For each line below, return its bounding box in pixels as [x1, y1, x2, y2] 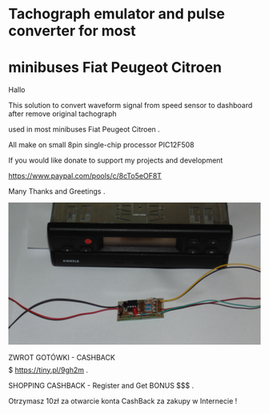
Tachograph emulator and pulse [8, 5, 226, 23]
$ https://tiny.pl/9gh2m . [8, 365, 89, 375]
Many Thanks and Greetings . [8, 187, 106, 196]
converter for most [8, 22, 136, 40]
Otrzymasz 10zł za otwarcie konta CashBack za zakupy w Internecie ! [8, 396, 238, 405]
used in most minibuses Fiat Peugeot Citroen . [8, 125, 160, 135]
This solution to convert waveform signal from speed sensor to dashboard [8, 101, 253, 111]
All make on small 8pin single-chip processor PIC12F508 [8, 140, 195, 150]
